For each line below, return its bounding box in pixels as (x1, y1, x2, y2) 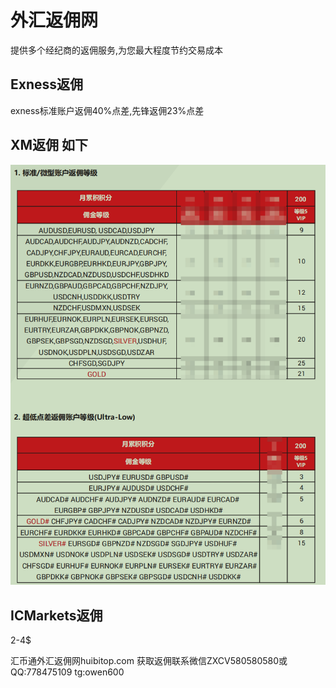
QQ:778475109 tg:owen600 (10, 666, 125, 678)
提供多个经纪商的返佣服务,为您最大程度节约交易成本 (10, 44, 224, 56)
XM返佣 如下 (10, 137, 89, 154)
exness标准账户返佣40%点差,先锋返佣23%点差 (10, 104, 205, 116)
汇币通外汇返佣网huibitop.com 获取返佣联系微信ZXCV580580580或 (10, 655, 288, 667)
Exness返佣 (10, 76, 84, 93)
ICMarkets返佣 (10, 607, 103, 624)
